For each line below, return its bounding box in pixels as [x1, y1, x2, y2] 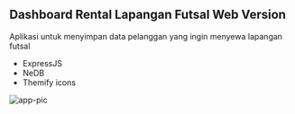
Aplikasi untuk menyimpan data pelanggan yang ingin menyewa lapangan [9, 31, 282, 41]
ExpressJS [22, 57, 63, 68]
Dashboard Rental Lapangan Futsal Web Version [9, 7, 287, 22]
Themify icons [22, 76, 77, 88]
